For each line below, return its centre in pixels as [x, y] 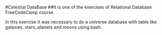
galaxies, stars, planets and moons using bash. [54, 27]
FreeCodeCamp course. [30, 12]
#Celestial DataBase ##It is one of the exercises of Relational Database [78, 7]
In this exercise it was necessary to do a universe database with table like [81, 22]
